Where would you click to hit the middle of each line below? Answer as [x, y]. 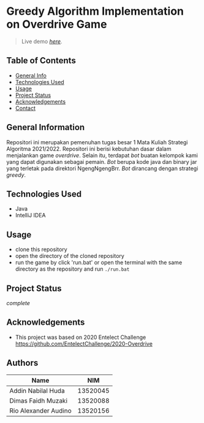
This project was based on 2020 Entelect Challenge [81, 337]
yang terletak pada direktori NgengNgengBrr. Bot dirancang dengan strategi [102, 168]
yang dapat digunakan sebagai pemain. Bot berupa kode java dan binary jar [102, 161]
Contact [25, 108]
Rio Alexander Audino [40, 411]
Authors [22, 363]
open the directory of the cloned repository [70, 256]
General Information [46, 127]
